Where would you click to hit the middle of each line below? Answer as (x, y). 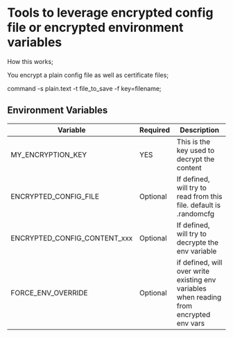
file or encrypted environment (95, 27)
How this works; (30, 61)
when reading (199, 297)
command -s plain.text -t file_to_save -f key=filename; (84, 88)
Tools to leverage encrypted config (110, 13)
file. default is (198, 205)
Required (155, 130)
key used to (196, 150)
